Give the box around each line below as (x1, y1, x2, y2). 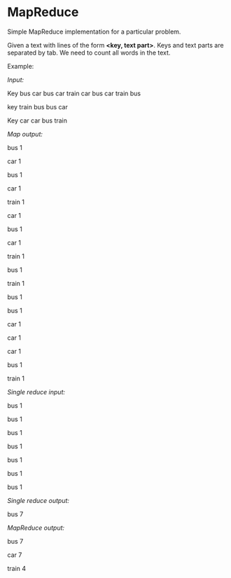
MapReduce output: (7, 523, 65, 532)
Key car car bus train (7, 116, 68, 125)
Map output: (7, 130, 43, 138)
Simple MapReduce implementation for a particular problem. (7, 27, 181, 36)
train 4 (7, 564, 27, 572)
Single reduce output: (7, 496, 70, 504)
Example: (7, 62, 34, 70)
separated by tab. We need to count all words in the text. (7, 48, 171, 57)
